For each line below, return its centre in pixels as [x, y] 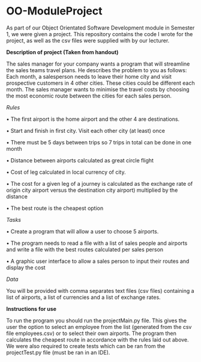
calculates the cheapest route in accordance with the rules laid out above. [97, 339]
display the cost [26, 267]
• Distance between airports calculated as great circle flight [80, 160]
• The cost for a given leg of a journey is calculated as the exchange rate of [100, 183]
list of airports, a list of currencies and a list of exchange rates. [83, 297]
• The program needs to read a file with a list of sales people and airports [97, 243]
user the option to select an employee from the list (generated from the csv [99, 327]
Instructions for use [31, 308]
